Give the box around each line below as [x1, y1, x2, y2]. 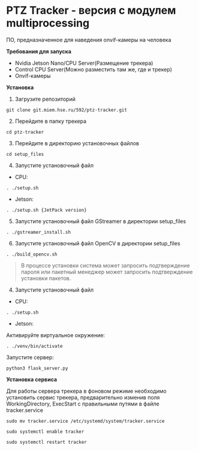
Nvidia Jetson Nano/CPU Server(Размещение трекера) [14, 59, 153, 67]
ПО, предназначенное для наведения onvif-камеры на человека [6, 36, 172, 43]
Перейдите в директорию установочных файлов [14, 139, 140, 147]
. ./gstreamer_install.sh [6, 229, 71, 235]
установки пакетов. [20, 274, 71, 282]
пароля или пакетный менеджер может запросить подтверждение [20, 268, 193, 275]
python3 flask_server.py [6, 365, 68, 371]
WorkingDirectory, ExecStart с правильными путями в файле [6, 400, 160, 407]
